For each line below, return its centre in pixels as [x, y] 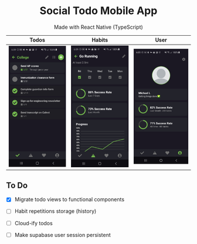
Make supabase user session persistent [63, 235]
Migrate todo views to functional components [69, 199]
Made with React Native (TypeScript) [98, 27]
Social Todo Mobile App [98, 11]
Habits [100, 40]
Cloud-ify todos [33, 223]
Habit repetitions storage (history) [55, 211]
